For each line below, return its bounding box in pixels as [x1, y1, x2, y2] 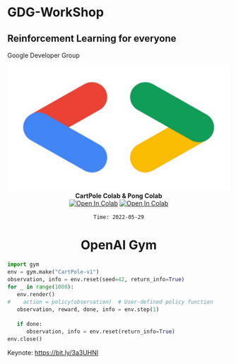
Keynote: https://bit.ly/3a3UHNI [7, 348, 99, 357]
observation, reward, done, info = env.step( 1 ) [16, 305, 160, 313]
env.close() [7, 336, 42, 343]
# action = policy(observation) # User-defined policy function [7, 298, 213, 305]
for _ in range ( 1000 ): [7, 283, 74, 290]
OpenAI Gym [80, 237, 158, 253]
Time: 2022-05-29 [93, 213, 145, 221]
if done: [16, 321, 42, 328]
